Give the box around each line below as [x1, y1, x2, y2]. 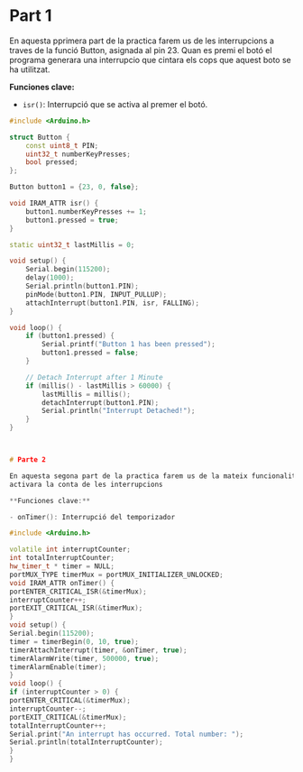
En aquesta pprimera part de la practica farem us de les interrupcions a [9, 35, 275, 46]
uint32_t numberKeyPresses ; [25, 150, 131, 159]
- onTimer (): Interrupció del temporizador [9, 512, 176, 521]
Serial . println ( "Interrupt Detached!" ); [41, 407, 196, 416]
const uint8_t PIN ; [25, 141, 99, 150]
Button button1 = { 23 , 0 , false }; [9, 182, 140, 192]
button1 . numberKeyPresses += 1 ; [25, 207, 147, 216]
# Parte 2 [9, 455, 47, 464]
